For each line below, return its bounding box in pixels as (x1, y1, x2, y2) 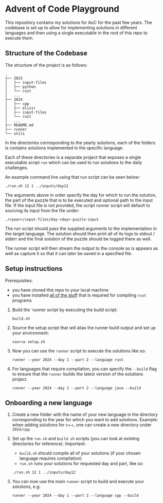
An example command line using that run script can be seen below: (5, 174, 140, 180)
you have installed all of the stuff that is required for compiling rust (12, 292, 147, 298)
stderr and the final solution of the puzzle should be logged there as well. (5, 236, 152, 242)
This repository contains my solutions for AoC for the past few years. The (5, 19, 152, 25)
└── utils (5, 131, 25, 136)
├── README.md (5, 123, 34, 128)
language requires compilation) (19, 455, 82, 461)
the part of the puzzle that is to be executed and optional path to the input (5, 197, 153, 203)
